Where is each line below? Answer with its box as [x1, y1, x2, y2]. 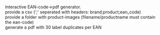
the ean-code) [5, 19, 34, 25]
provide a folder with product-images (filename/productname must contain [5, 14, 156, 20]
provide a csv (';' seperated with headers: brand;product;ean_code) [5, 9, 141, 15]
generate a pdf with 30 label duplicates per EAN [5, 24, 101, 30]
